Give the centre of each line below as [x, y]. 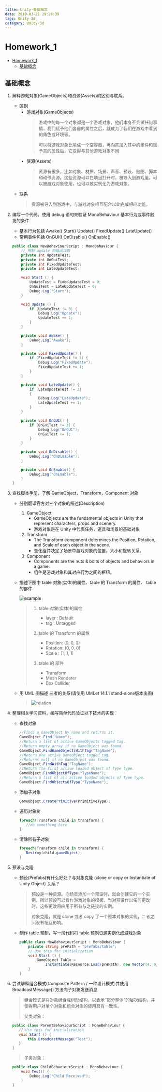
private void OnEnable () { [48, 470]
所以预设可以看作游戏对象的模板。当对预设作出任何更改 [95, 900]
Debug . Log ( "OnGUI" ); [59, 430]
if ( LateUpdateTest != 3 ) [56, 389]
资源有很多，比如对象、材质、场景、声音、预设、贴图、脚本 [98, 171]
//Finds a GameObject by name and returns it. [67, 733]
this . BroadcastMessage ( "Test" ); [60, 1039]
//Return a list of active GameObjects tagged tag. [72, 742]
